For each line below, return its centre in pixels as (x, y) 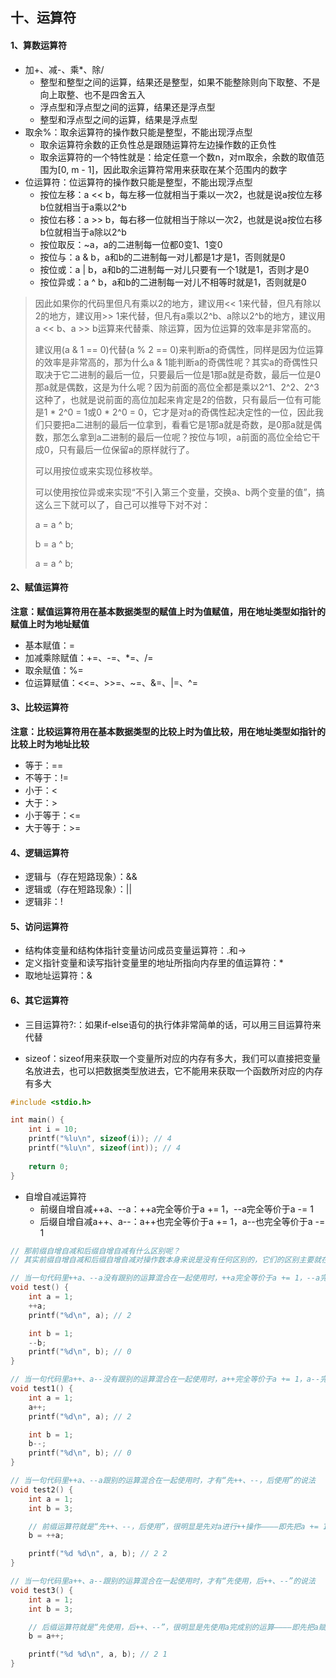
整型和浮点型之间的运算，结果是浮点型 (118, 119)
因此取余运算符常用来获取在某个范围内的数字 (195, 169)
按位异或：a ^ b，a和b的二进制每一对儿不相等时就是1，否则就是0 (173, 282)
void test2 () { (42, 1489)
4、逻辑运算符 (40, 852)
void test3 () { (42, 1590)
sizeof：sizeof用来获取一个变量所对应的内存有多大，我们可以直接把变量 (172, 1058)
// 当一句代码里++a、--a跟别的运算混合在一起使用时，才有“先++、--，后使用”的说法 (163, 1481)
